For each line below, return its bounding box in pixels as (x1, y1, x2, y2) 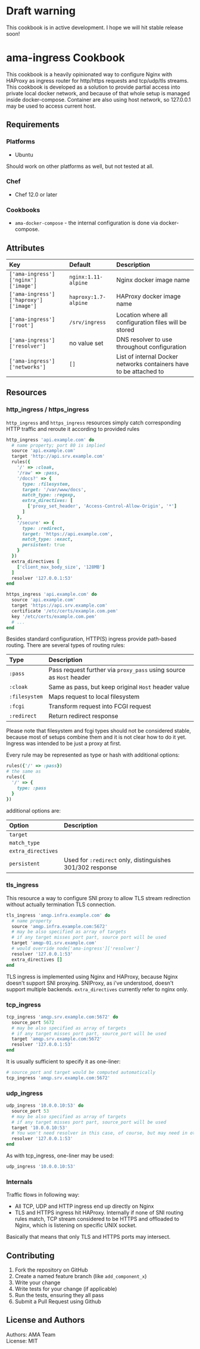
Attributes (6, 243, 45, 253)
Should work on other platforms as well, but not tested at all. (6, 163, 154, 170)
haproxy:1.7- (69, 293, 106, 300)
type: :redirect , (21, 525, 65, 531)
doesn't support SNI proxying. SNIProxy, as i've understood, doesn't (6, 979, 174, 986)
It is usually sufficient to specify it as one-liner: (6, 1058, 121, 1065)
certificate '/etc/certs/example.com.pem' (11, 608, 118, 614)
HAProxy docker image (116, 292, 181, 300)
